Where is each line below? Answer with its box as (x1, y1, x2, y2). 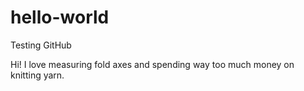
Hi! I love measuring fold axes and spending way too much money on (10, 58, 295, 70)
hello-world (10, 6, 110, 29)
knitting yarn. (10, 69, 65, 81)
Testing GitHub (10, 39, 72, 51)
